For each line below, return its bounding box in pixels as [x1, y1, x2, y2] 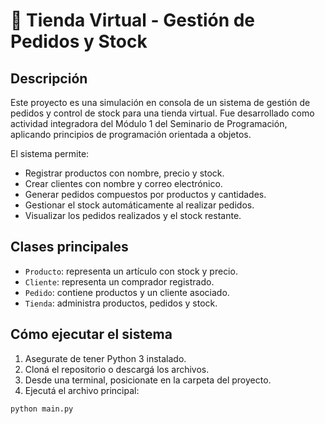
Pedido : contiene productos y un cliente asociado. [24, 286, 230, 298]
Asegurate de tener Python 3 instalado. [24, 352, 187, 364]
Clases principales [10, 239, 129, 256]
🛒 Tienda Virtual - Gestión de [10, 9, 256, 32]
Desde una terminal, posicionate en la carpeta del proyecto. [24, 374, 272, 386]
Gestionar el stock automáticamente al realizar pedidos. [24, 199, 255, 211]
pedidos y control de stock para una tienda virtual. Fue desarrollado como [10, 107, 315, 119]
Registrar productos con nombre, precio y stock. [24, 167, 225, 179]
